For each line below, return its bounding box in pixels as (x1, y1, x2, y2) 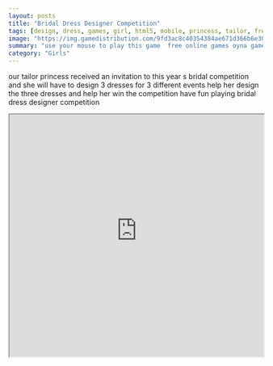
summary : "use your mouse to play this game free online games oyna (8, 42, 248, 50)
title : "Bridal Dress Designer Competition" (8, 19, 161, 27)
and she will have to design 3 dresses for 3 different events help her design (8, 80, 259, 90)
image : (8, 34, 31, 43)
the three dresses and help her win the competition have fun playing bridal (8, 89, 256, 98)
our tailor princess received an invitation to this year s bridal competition (8, 72, 249, 81)
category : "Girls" (8, 49, 70, 57)
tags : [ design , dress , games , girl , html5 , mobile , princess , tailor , (8, 27, 251, 35)
